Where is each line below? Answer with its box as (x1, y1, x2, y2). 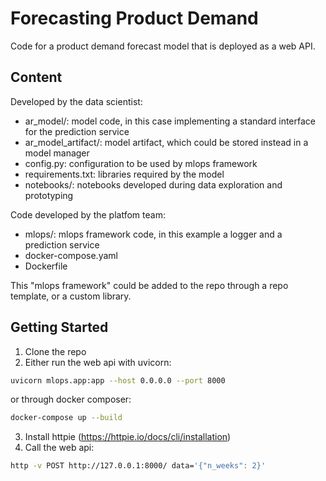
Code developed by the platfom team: (10, 208, 166, 221)
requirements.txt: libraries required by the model (24, 168, 225, 180)
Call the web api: (24, 442, 95, 454)
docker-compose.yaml (24, 249, 118, 261)
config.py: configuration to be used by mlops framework (24, 157, 258, 169)
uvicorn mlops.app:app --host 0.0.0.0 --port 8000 (10, 375, 226, 386)
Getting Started (10, 319, 109, 336)
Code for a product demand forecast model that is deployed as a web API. (10, 40, 316, 52)
